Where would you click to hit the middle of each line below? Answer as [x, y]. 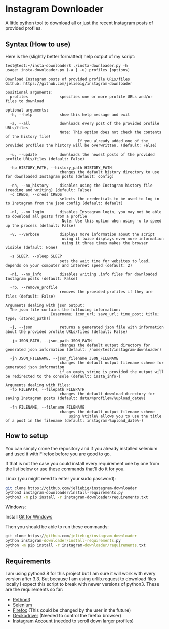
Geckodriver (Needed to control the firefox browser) [67, 615]
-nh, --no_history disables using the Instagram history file [81, 186]
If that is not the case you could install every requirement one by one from [82, 463]
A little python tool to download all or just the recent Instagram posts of [79, 23]
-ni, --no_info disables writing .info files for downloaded [83, 274]
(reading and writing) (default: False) [49, 190]
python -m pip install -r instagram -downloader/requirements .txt [75, 545]
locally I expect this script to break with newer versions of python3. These [82, 584]
